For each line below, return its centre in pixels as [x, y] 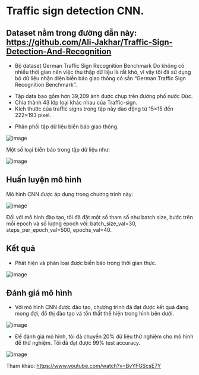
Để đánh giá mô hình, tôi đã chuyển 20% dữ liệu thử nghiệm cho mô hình [104, 336]
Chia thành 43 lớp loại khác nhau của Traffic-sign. [76, 103]
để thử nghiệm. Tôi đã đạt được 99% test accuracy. [78, 343]
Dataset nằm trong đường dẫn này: [72, 33]
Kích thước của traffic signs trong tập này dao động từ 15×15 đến [94, 109]
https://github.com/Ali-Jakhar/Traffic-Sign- [90, 42]
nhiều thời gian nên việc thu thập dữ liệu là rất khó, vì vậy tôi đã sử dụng [103, 72]
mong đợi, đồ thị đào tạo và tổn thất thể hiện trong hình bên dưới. [94, 314]
